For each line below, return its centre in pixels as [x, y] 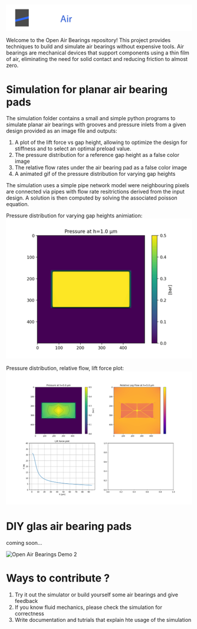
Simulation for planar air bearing [87, 89]
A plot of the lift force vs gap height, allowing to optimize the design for [101, 142]
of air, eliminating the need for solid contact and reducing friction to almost [97, 59]
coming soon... [24, 543]
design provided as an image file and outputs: [62, 131]
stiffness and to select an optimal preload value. [73, 149]
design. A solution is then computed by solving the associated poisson [92, 198]
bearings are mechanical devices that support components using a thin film [98, 53]
